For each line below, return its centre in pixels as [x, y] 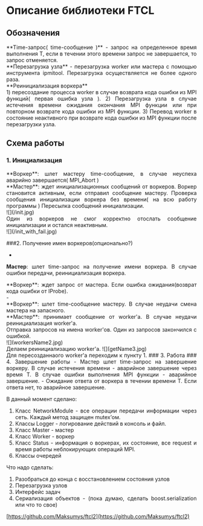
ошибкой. [19, 336]
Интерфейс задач [37, 492]
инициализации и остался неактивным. [57, 225]
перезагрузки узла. [31, 124]
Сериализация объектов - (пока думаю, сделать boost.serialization [106, 498]
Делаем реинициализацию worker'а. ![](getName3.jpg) [76, 348]
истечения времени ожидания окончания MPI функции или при [101, 105]
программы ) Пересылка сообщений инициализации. [75, 205]
